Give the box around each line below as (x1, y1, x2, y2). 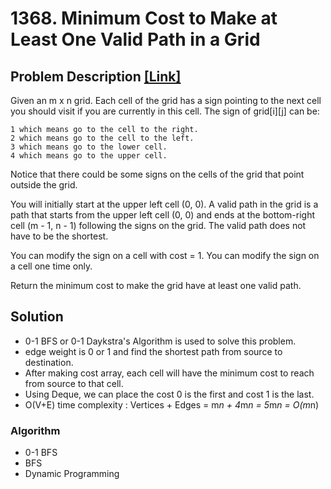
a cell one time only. (10, 260, 93, 272)
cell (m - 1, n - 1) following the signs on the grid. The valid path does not (10, 220, 307, 231)
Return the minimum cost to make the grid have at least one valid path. (10, 280, 302, 291)
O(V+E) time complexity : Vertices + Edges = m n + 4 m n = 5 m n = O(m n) (24, 398, 320, 411)
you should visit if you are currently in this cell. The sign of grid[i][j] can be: (10, 105, 320, 117)
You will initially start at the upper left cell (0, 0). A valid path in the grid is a (10, 198, 319, 210)
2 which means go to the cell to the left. (10, 133, 195, 143)
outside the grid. (10, 179, 78, 191)
